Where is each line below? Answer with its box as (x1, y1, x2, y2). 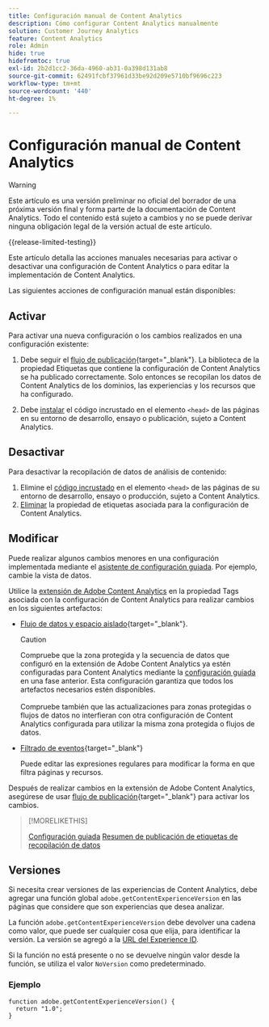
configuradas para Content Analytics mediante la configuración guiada (19, 667, 256, 677)
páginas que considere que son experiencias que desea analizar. (8, 902, 225, 911)
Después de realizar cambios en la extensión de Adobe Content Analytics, (8, 783, 255, 793)
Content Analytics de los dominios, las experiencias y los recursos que (19, 381, 256, 390)
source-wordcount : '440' (8, 86, 92, 95)
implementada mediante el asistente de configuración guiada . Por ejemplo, (8, 562, 258, 571)
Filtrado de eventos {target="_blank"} (19, 743, 144, 752)
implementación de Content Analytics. (8, 270, 136, 280)
